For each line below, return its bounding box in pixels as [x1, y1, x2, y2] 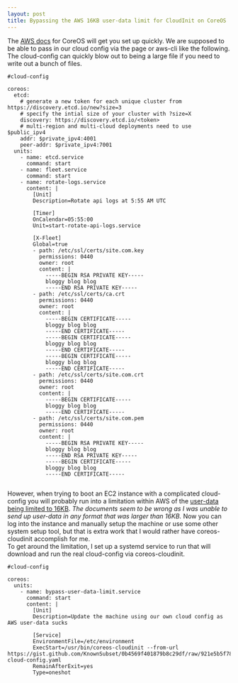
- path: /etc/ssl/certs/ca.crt [33, 290, 125, 297]
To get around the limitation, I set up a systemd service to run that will [7, 542, 211, 550]
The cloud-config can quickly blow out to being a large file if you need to [7, 51, 220, 60]
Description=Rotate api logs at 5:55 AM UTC [33, 197, 166, 204]
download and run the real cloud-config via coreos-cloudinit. [7, 550, 186, 558]
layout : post [7, 10, 46, 18]
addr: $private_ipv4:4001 [20, 135, 97, 142]
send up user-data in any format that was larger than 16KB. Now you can [7, 512, 222, 520]
